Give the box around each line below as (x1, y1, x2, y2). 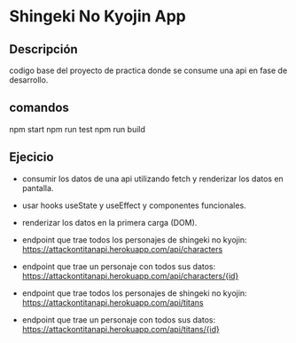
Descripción (9, 42, 78, 57)
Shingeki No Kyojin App (9, 6, 186, 27)
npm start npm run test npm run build (9, 124, 146, 134)
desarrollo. (9, 75, 49, 85)
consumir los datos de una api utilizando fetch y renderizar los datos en (21, 173, 284, 184)
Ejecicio (9, 149, 54, 165)
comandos (9, 100, 69, 116)
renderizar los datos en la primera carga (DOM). (21, 217, 198, 227)
